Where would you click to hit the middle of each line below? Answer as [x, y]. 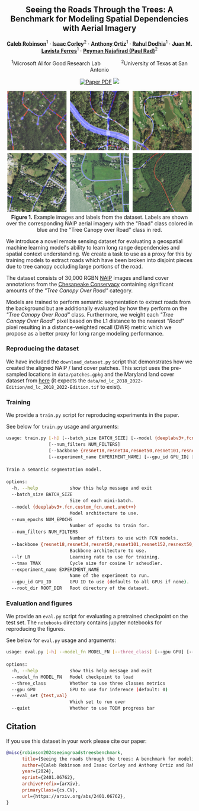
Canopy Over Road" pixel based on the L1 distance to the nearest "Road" [95, 321]
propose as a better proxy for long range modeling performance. [85, 333]
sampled [17, 374]
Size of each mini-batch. [102, 500]
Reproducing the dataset [42, 349]
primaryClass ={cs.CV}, [50, 790]
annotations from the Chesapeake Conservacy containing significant [90, 284]
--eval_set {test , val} [39, 696]
